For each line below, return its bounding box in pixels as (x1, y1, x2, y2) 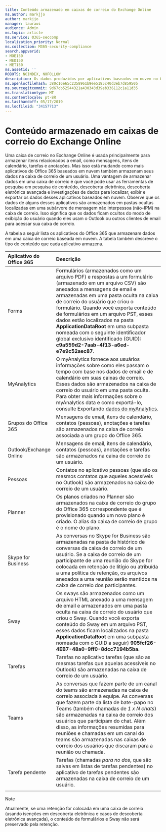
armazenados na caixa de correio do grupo (56, 499, 157, 506)
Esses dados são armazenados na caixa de (56, 380, 157, 387)
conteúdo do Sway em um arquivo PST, (56, 620, 148, 627)
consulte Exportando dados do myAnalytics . (56, 405, 159, 412)
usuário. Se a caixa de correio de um (56, 551, 141, 557)
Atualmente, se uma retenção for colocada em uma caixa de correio (5, 805, 143, 811)
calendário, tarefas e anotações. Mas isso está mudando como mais (5, 163, 144, 168)
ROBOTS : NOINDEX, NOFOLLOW (5, 72, 61, 77)
